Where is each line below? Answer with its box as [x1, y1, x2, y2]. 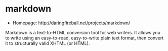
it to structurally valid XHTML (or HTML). [5, 40, 90, 46]
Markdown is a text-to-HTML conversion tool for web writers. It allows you [5, 29, 160, 35]
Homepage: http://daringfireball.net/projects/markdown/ [12, 20, 131, 26]
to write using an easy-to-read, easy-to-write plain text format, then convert [5, 35, 164, 41]
